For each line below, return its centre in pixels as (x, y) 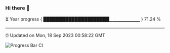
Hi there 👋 (18, 8)
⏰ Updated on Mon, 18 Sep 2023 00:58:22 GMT (55, 35)
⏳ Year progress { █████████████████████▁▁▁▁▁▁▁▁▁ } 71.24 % (83, 19)
